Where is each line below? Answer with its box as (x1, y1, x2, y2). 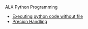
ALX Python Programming (5, 4, 58, 10)
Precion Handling (12, 19, 48, 24)
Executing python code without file (12, 14, 83, 19)
